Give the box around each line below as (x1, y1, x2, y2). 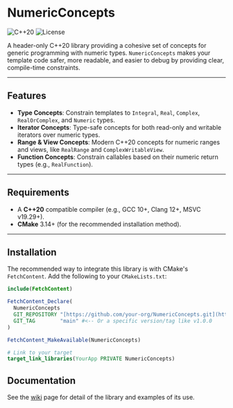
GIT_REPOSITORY (13, 311, 58, 318)
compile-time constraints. (7, 63, 81, 71)
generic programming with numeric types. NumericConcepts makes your (7, 49, 211, 57)
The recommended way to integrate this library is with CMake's (7, 265, 189, 273)
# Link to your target (7, 349, 73, 356)
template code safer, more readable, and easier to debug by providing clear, (7, 56, 225, 64)
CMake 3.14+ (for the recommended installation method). (17, 220, 182, 228)
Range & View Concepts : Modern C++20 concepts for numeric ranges (17, 137, 221, 146)
